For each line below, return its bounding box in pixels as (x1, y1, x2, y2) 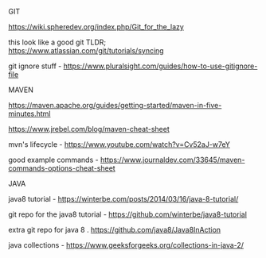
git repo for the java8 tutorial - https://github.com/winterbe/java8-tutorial (8, 210, 247, 219)
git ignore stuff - (8, 61, 62, 71)
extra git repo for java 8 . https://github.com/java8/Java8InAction (8, 225, 221, 234)
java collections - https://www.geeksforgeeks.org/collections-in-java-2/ (8, 241, 244, 249)
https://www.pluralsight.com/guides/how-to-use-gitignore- (63, 61, 258, 71)
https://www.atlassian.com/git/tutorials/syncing (8, 46, 165, 55)
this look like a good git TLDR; (8, 37, 107, 47)
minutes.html (8, 109, 51, 118)
